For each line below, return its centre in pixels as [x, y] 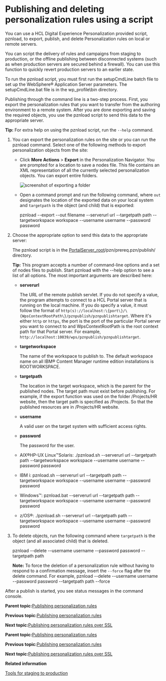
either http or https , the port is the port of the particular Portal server [90, 321]
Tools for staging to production [37, 673]
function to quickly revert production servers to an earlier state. [70, 69]
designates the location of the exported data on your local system [87, 200]
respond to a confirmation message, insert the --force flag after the [81, 571]
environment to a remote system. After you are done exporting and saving [80, 110]
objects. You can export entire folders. [59, 175]
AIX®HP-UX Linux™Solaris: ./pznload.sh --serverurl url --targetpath [88, 455]
